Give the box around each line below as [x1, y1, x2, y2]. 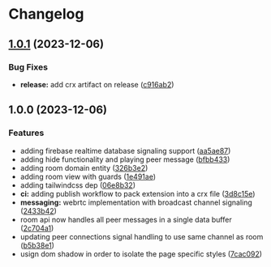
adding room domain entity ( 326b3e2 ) [19, 163, 148, 172]
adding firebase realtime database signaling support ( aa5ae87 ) [19, 146, 231, 155]
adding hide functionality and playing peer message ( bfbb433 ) [19, 155, 230, 164]
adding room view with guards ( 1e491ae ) [19, 172, 157, 181]
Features [8, 127, 45, 138]
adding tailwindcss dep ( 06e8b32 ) [19, 180, 136, 190]
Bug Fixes [8, 61, 49, 73]
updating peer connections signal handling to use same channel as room [19, 231, 264, 241]
